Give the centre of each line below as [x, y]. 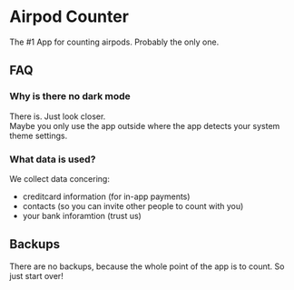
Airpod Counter [69, 17]
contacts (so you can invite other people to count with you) [133, 205]
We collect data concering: [60, 178]
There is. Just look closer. [58, 116]
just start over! [36, 275]
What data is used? [53, 159]
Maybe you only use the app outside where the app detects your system [145, 125]
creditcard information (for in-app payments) [106, 196]
